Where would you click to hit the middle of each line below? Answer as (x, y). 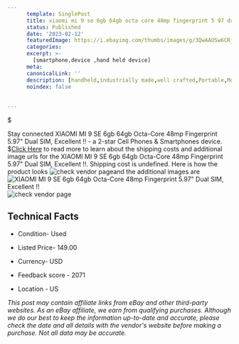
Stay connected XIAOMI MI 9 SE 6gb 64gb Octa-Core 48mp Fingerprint (113, 134)
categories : (44, 47)
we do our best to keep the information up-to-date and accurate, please (113, 318)
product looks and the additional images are (104, 172)
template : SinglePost (58, 14)
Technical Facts (43, 216)
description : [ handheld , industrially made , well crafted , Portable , (127, 80)
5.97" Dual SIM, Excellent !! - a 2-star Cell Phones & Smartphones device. (115, 141)
